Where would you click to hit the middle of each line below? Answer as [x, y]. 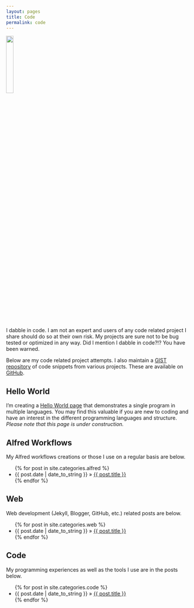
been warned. [23, 349]
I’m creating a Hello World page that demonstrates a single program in [91, 406]
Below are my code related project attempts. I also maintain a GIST [86, 360]
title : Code [21, 17]
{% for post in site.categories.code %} [61, 587]
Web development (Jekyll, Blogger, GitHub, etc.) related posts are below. [94, 513]
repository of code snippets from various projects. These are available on [95, 367]
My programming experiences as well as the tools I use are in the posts [92, 569]
